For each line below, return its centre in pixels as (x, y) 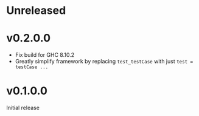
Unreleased (36, 11)
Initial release (23, 108)
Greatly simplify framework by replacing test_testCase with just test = (104, 62)
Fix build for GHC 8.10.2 (45, 55)
